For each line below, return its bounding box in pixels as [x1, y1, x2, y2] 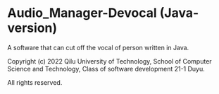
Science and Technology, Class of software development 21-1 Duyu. [7, 64, 206, 73]
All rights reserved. [7, 78, 63, 86]
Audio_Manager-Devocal [7, 5, 157, 21]
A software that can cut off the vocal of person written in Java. [7, 43, 189, 52]
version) [7, 20, 58, 36]
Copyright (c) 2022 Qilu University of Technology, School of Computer [7, 57, 213, 65]
